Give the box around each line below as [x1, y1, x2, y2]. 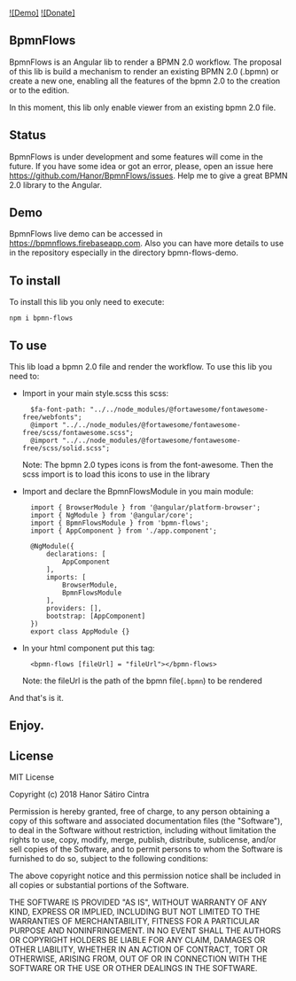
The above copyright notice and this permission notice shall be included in [9, 870, 281, 881]
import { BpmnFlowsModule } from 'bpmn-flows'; [30, 518, 210, 528]
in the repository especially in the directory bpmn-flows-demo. [9, 247, 239, 258]
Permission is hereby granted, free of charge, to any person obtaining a [9, 806, 270, 817]
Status [9, 128, 47, 143]
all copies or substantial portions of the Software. [9, 880, 189, 891]
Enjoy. [9, 718, 44, 734]
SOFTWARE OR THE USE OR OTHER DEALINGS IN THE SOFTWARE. [9, 963, 258, 974]
